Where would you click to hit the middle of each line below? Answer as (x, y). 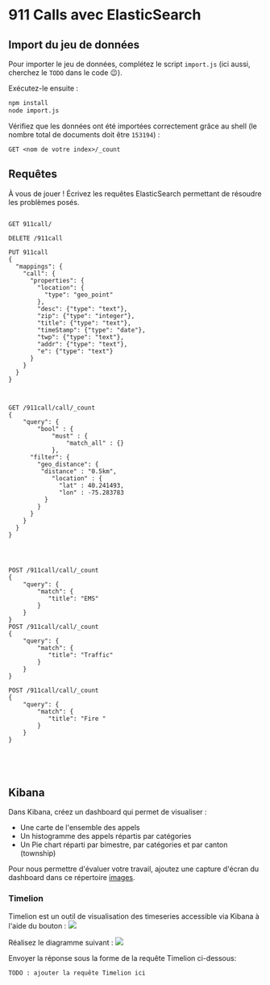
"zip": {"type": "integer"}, (86, 316)
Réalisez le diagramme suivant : (61, 942)
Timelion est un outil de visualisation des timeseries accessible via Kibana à (134, 916)
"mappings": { (39, 266)
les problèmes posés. (44, 202)
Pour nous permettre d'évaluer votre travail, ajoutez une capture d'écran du (134, 869)
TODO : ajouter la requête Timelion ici (77, 973)
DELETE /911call (35, 238)
